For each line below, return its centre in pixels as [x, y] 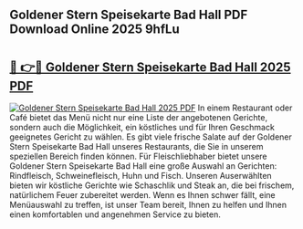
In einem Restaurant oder [245, 108]
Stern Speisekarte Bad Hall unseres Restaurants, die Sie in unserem [136, 146]
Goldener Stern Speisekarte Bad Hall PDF [129, 15]
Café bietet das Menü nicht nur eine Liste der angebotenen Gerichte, [138, 117]
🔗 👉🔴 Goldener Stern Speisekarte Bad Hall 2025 [150, 67]
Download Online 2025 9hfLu [94, 30]
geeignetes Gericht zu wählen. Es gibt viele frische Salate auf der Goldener [151, 137]
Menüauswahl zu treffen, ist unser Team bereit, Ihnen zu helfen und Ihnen [148, 205]
